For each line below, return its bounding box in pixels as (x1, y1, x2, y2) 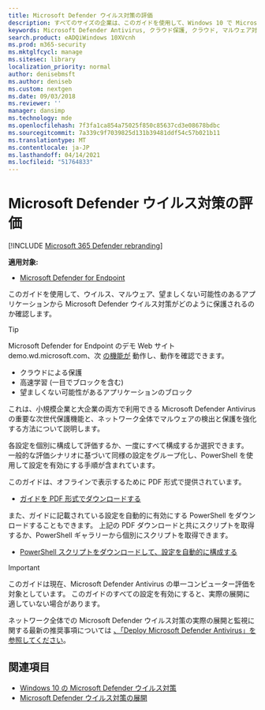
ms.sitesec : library (8, 56, 77, 64)
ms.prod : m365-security (8, 41, 87, 49)
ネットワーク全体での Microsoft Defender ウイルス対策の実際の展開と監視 (8, 616, 248, 626)
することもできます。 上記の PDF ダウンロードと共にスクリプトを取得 (28, 521, 255, 530)
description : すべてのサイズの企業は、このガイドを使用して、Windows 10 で (8, 19, 233, 27)
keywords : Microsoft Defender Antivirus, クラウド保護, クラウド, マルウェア (8, 26, 252, 34)
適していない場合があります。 (8, 599, 105, 608)
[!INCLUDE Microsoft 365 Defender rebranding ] (8, 241, 163, 251)
